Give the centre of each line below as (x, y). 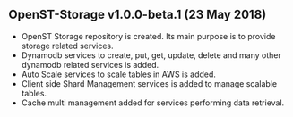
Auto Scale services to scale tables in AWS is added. (119, 74)
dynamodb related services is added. (90, 64)
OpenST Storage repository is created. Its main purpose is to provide (148, 36)
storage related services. (67, 46)
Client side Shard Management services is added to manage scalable (149, 83)
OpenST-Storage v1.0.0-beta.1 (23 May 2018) (138, 15)
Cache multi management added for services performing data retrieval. (153, 103)
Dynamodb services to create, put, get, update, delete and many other (151, 55)
